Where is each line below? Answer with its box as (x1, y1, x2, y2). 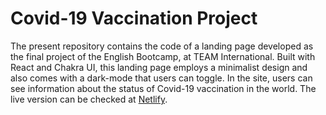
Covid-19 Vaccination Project (10, 7, 258, 30)
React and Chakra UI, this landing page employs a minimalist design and (10, 61, 308, 73)
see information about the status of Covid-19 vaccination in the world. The (10, 82, 317, 94)
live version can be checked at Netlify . (10, 93, 168, 105)
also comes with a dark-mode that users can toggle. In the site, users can (10, 72, 313, 84)
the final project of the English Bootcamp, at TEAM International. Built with (10, 50, 316, 62)
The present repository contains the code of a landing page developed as (10, 40, 314, 52)
